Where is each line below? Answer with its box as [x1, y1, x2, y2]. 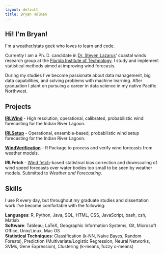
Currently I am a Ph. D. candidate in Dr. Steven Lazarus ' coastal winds [5, 53, 146, 58]
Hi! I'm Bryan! [5, 30, 48, 38]
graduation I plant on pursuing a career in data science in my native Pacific [5, 83, 157, 89]
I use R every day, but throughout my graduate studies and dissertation [5, 197, 149, 203]
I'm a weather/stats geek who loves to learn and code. [5, 43, 115, 49]
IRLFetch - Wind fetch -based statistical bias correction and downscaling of [5, 160, 158, 166]
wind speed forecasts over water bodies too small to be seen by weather [5, 165, 153, 171]
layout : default [5, 7, 38, 12]
